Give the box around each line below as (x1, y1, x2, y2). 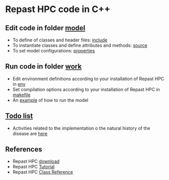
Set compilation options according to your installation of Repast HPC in (12, 86, 160, 92)
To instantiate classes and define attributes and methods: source (12, 42, 148, 48)
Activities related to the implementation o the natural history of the (12, 125, 150, 131)
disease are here (12, 130, 48, 137)
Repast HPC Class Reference (12, 169, 73, 175)
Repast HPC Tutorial (12, 164, 54, 170)
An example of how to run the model (12, 97, 88, 103)
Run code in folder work (5, 62, 82, 71)
